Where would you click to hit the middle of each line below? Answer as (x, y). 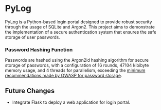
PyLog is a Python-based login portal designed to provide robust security (79, 22)
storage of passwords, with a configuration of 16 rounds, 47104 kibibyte (77, 65)
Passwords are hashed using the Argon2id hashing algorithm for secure (77, 60)
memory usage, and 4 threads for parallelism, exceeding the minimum (75, 70)
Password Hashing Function (39, 50)
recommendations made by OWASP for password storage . (64, 76)
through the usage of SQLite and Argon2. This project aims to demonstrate (80, 27)
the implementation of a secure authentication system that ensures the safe (81, 32)
